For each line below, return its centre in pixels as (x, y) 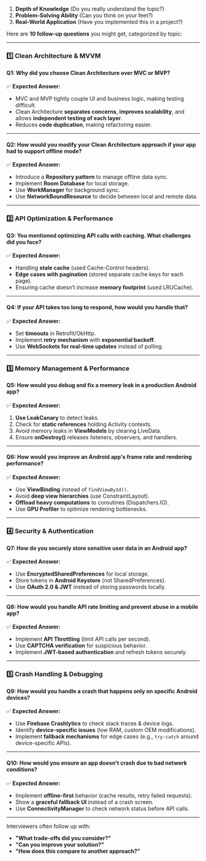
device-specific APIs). (43, 743)
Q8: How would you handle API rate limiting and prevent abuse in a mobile (102, 606)
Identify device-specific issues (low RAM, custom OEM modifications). (105, 730)
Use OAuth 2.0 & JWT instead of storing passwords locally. (91, 587)
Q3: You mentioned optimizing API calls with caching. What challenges (99, 235)
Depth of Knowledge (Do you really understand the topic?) (90, 9)
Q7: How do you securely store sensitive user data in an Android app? (97, 548)
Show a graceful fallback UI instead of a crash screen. (85, 802)
